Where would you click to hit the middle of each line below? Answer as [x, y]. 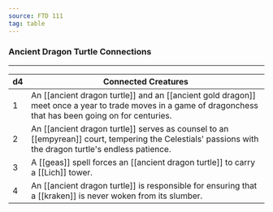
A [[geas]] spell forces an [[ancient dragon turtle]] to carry [143, 162]
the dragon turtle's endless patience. [101, 149]
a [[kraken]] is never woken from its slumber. [117, 196]
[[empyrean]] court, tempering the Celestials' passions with [145, 139]
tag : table [27, 24]
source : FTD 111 [36, 16]
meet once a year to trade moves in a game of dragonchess [145, 105]
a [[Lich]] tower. [62, 172]
